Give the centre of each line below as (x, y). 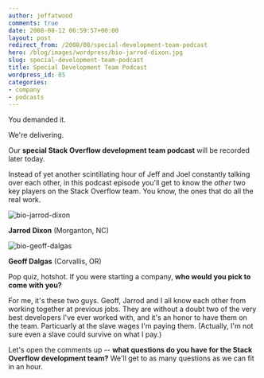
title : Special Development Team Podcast (78, 68)
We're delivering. (36, 135)
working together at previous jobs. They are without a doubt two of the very (132, 309)
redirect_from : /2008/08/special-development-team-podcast (108, 45)
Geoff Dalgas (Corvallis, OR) (55, 261)
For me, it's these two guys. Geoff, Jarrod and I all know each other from (127, 301)
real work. (25, 200)
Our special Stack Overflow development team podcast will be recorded (129, 150)
